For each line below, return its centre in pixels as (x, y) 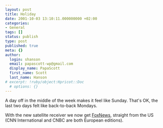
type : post (16, 41)
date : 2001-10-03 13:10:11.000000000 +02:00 (51, 18)
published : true (22, 46)
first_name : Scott (28, 73)
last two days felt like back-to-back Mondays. (51, 106)
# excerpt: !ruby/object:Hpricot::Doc (45, 82)
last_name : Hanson (28, 77)
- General (15, 28)
